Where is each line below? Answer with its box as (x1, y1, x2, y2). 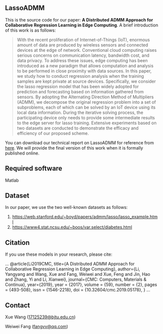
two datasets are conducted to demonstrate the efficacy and (17, 125, 139, 131)
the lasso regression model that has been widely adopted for (17, 83, 139, 89)
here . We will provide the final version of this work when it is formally (5, 145, 144, 151)
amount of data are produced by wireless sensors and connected (17, 42, 148, 48)
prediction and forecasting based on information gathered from (17, 89, 144, 94)
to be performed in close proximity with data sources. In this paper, (17, 68, 152, 74)
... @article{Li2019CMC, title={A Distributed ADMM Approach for (5, 261, 135, 267)
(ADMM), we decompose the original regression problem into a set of (17, 99, 156, 105)
